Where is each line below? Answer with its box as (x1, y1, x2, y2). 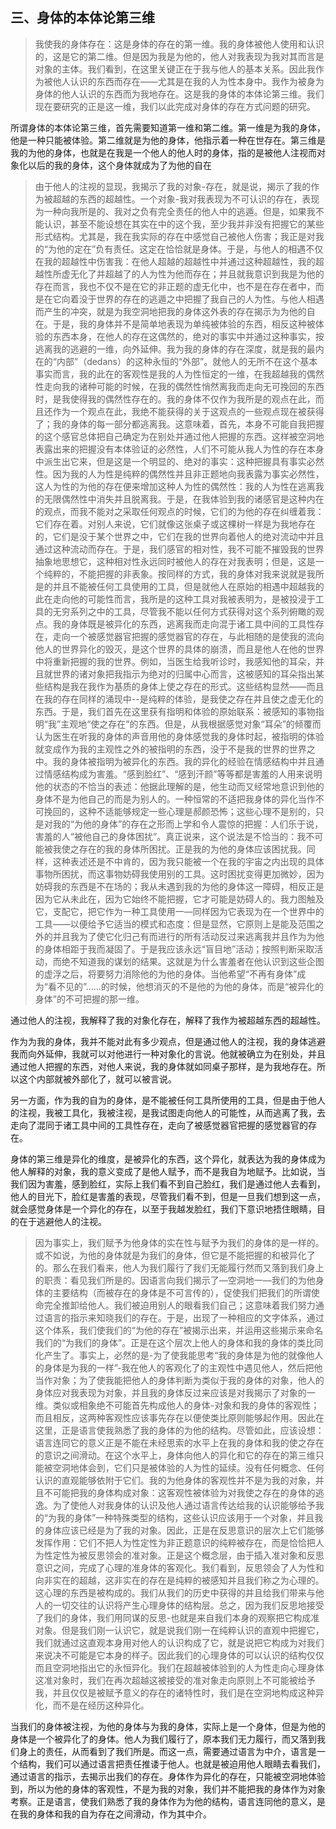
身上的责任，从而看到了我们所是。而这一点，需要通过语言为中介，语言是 (18, 1745, 317, 1757)
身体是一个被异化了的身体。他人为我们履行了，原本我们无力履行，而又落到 (10, 1733, 317, 1745)
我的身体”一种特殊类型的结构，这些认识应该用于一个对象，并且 (56, 1511, 315, 1523)
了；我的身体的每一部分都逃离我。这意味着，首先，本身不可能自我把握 (34, 418, 325, 430)
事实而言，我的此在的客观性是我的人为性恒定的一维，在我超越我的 (34, 368, 307, 380)
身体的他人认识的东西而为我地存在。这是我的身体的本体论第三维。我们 (34, 88, 325, 100)
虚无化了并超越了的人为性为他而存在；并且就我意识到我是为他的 (61, 268, 325, 280)
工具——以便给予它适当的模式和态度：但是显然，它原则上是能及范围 (34, 918, 316, 930)
